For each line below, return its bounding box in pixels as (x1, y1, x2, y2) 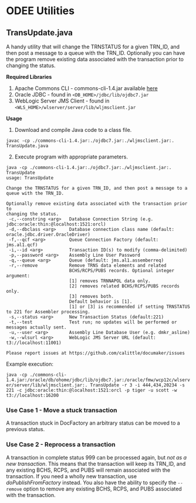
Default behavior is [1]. (69, 299, 133, 305)
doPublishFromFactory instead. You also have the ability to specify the (6, 479, 177, 486)
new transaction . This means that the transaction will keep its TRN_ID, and (6, 460, 186, 467)
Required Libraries (6, 74, 52, 80)
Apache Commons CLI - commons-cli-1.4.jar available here (14, 85, 158, 92)
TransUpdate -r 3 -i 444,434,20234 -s (90, 382, 185, 388)
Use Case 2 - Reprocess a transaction (6, 441, 116, 449)
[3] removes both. (69, 293, 114, 299)
